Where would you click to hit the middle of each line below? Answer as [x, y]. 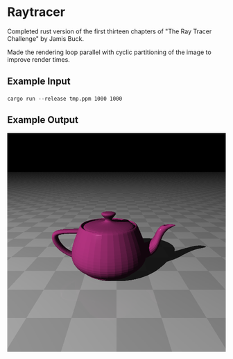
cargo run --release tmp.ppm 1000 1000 [65, 99]
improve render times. [39, 59]
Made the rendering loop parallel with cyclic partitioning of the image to [109, 52]
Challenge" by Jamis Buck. [46, 38]
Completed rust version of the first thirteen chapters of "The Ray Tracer [110, 31]
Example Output [43, 120]
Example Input [39, 82]
